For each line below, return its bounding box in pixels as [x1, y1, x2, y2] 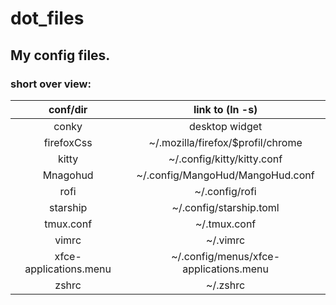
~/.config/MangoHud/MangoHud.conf [136, 168, 315, 182]
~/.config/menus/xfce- [171, 249, 281, 263]
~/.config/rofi [194, 184, 257, 198]
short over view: [10, 77, 92, 91]
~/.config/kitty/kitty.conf [168, 152, 283, 166]
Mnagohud [42, 168, 94, 182]
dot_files [10, 7, 85, 30]
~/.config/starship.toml [171, 200, 280, 214]
